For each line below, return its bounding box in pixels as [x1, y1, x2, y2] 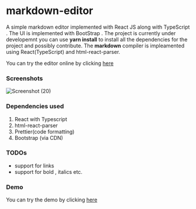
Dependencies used [6, 102, 64, 111]
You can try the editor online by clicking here [6, 60, 114, 67]
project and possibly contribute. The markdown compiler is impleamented [6, 42, 185, 49]
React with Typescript [14, 115, 68, 122]
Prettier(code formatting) [14, 128, 75, 135]
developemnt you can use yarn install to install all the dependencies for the [6, 36, 188, 43]
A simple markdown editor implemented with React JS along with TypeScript [6, 23, 190, 30]
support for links [14, 162, 54, 169]
